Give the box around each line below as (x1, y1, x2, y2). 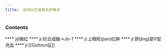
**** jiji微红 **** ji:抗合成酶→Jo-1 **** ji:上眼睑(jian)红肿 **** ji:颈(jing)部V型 (5, 35, 162, 41)
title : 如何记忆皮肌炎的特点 (5, 7, 61, 12)
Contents (5, 23, 28, 30)
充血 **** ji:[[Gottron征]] (5, 42, 55, 48)
